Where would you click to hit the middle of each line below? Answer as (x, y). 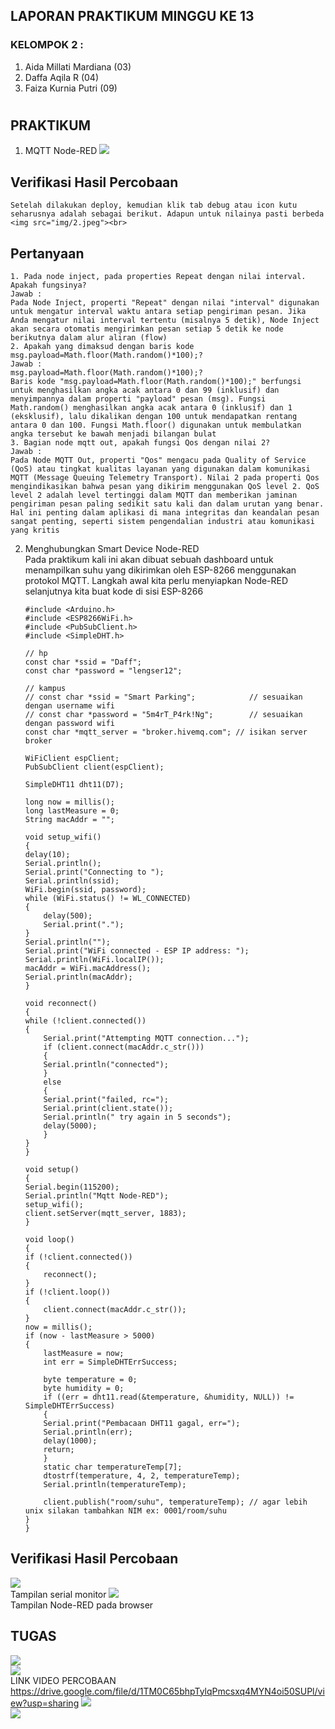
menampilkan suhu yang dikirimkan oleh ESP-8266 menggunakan (160, 570)
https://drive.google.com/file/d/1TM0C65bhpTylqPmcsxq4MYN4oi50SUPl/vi (167, 1691)
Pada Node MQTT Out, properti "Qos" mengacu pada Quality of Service (158, 460)
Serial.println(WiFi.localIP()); (94, 959)
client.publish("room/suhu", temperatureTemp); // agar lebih (175, 1502)
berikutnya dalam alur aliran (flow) (89, 337)
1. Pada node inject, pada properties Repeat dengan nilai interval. (158, 276)
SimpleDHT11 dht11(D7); (74, 784)
